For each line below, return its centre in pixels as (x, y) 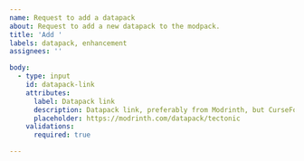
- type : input (44, 76)
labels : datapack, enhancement (68, 43)
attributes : (48, 93)
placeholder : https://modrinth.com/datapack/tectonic (137, 118)
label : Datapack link (74, 101)
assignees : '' (36, 52)
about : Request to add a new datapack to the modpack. (115, 26)
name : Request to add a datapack (72, 18)
